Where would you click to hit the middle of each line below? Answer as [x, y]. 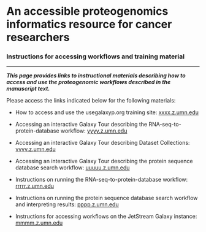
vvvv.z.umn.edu [36, 149]
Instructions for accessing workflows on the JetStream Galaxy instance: [106, 217]
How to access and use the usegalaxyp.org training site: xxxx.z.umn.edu [107, 112]
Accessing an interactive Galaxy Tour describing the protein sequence [104, 161]
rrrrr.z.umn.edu [34, 186]
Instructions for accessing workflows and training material [96, 56]
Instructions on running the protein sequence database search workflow [106, 198]
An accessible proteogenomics [87, 11]
